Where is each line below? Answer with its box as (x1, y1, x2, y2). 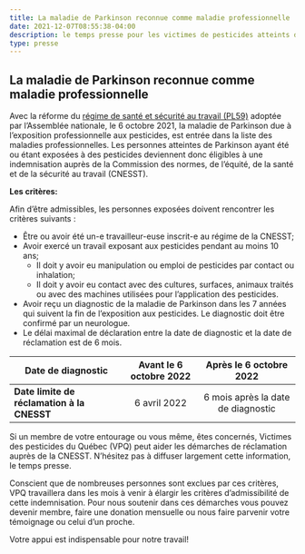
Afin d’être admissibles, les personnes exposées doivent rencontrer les (9, 203, 275, 214)
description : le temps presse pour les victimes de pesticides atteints (9, 30, 290, 39)
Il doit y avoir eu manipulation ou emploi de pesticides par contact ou (35, 260, 295, 271)
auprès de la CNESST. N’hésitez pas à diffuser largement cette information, (9, 450, 291, 461)
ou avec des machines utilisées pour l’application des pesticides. (35, 289, 279, 300)
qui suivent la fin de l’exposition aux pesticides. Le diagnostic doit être (22, 308, 285, 319)
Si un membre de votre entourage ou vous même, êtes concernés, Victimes (9, 431, 292, 442)
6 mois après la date (203, 391, 290, 404)
